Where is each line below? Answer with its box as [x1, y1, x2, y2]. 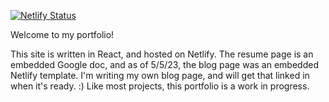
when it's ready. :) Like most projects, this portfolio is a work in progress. [10, 80, 310, 92]
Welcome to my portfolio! [10, 29, 115, 40]
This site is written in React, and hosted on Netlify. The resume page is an [10, 48, 314, 60]
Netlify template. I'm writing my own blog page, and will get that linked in [10, 70, 310, 81]
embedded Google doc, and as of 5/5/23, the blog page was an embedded [10, 59, 319, 70]
